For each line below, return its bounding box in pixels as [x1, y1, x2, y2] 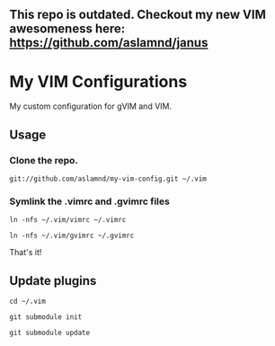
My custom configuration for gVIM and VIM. [9, 101, 173, 111]
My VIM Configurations [9, 71, 188, 92]
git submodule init [9, 313, 83, 322]
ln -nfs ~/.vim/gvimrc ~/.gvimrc [9, 231, 135, 241]
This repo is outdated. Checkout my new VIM [9, 7, 267, 22]
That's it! [9, 247, 42, 258]
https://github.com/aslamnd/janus [9, 35, 208, 50]
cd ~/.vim [9, 297, 47, 306]
